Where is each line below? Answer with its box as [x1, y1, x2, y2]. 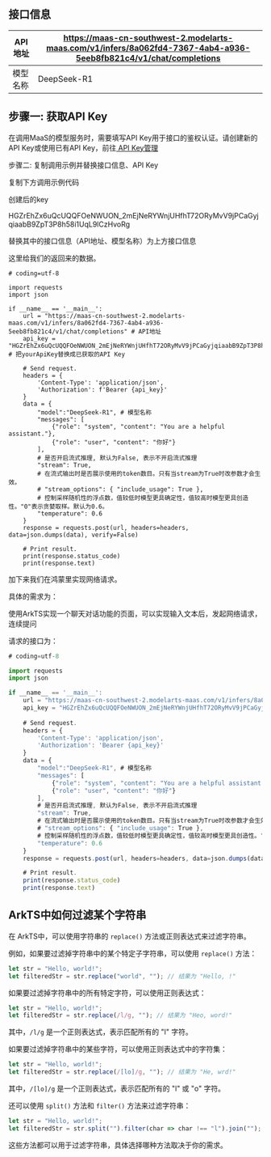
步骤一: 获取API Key [8, 110, 108, 124]
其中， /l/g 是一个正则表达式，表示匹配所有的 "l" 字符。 [8, 1027, 193, 1037]
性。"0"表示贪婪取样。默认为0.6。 [8, 502, 109, 511]
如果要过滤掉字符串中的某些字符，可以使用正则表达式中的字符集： [8, 1045, 227, 1054]
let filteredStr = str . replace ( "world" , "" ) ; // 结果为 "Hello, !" [8, 972, 236, 981]
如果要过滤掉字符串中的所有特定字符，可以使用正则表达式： [8, 988, 206, 998]
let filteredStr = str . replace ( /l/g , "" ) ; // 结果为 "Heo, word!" [8, 1011, 232, 1019]
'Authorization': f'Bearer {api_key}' [37, 385, 168, 394]
